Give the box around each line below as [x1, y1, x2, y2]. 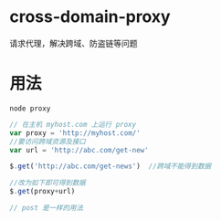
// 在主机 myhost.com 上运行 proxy [9, 120, 137, 129]
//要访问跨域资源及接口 [9, 137, 87, 146]
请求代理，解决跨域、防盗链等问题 [9, 37, 138, 48]
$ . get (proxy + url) [9, 187, 76, 196]
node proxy [9, 103, 51, 113]
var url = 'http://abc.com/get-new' [9, 145, 149, 154]
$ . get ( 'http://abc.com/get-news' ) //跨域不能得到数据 [9, 162, 212, 171]
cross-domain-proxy [9, 6, 171, 27]
